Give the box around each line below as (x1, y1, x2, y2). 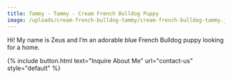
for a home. (7, 43, 40, 51)
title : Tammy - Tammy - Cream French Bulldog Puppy (7, 10, 159, 17)
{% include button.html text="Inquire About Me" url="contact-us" (7, 56, 193, 64)
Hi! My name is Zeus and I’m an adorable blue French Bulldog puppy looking (7, 35, 224, 44)
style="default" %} (7, 64, 61, 72)
